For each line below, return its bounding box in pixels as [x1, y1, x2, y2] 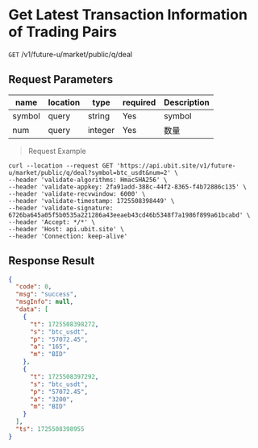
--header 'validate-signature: [8, 204, 114, 212]
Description [164, 97, 210, 108]
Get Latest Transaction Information [8, 6, 248, 24]
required [122, 97, 156, 108]
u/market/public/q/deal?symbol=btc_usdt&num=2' [8, 168, 172, 176]
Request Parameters [8, 73, 114, 86]
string [87, 110, 110, 122]
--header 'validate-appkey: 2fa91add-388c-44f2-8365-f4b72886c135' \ [8, 183, 248, 191]
